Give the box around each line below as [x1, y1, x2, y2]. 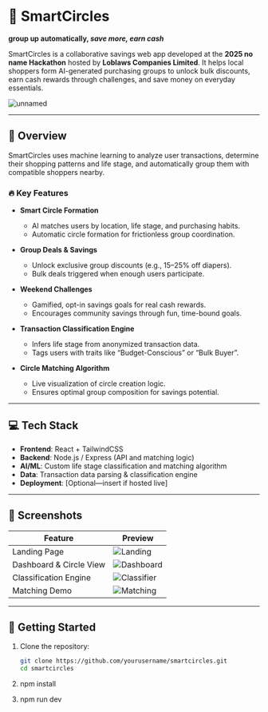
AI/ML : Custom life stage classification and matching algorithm [19, 461, 227, 471]
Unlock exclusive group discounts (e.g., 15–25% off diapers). [31, 261, 232, 270]
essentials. [8, 83, 44, 93]
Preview [122, 532, 154, 543]
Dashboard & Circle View [12, 559, 106, 570]
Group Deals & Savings [19, 245, 98, 255]
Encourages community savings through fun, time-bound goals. [31, 308, 242, 318]
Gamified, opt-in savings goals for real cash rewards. [31, 300, 207, 310]
